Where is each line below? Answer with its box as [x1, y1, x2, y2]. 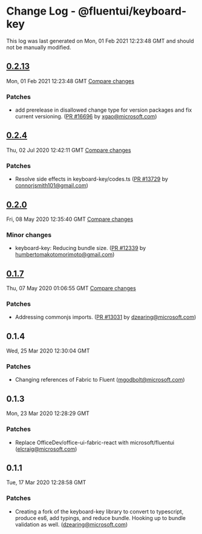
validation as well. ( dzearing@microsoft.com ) [15, 521, 128, 528]
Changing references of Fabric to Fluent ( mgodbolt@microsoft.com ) [15, 376, 186, 384]
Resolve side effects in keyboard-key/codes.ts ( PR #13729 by [15, 175, 168, 183]
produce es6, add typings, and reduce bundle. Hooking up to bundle [15, 514, 186, 521]
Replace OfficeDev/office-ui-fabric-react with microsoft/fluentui [15, 439, 174, 446]
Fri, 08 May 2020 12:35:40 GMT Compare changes [6, 215, 134, 223]
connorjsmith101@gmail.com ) [15, 182, 89, 189]
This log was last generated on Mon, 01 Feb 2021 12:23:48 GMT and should [6, 37, 194, 44]
